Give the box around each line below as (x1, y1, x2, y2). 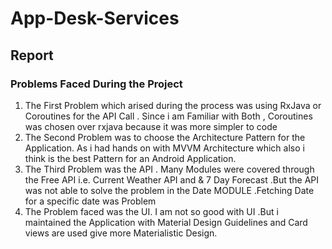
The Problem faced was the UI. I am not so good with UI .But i (24, 205, 279, 217)
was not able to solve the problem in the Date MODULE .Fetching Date (24, 184, 315, 196)
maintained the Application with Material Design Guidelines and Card (24, 216, 308, 228)
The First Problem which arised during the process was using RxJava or (24, 99, 322, 111)
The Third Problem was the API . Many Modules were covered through (24, 163, 315, 175)
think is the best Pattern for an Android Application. (24, 152, 237, 164)
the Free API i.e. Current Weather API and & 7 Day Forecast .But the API (24, 173, 320, 186)
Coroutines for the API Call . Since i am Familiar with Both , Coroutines (24, 110, 313, 122)
